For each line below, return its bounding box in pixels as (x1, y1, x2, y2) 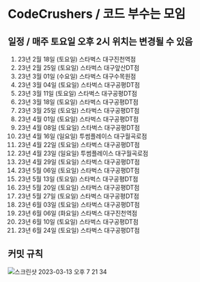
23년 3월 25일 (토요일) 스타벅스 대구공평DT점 (17, 107, 140, 114)
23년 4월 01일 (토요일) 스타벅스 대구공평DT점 (17, 115, 139, 123)
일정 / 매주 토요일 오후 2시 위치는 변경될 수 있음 (8, 36, 193, 47)
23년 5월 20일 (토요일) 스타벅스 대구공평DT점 (17, 183, 140, 192)
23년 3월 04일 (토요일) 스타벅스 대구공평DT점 (17, 81, 141, 89)
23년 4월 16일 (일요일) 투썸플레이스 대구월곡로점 (17, 132, 147, 140)
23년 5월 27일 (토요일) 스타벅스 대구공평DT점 (17, 192, 139, 200)
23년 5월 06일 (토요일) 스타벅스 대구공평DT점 (17, 166, 140, 175)
